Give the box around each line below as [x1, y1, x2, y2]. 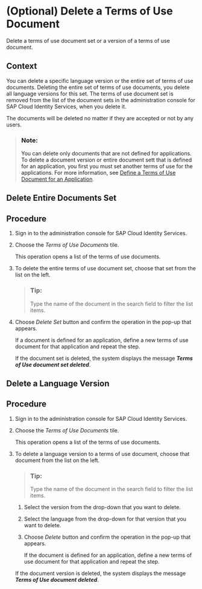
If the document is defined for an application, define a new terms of [24, 552, 192, 559]
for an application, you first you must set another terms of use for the [21, 163, 193, 170]
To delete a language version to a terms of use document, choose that [14, 450, 190, 457]
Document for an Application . [21, 175, 95, 183]
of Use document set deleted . [14, 361, 91, 368]
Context [6, 61, 37, 71]
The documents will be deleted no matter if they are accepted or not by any [6, 114, 194, 122]
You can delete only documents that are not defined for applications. [21, 150, 192, 157]
